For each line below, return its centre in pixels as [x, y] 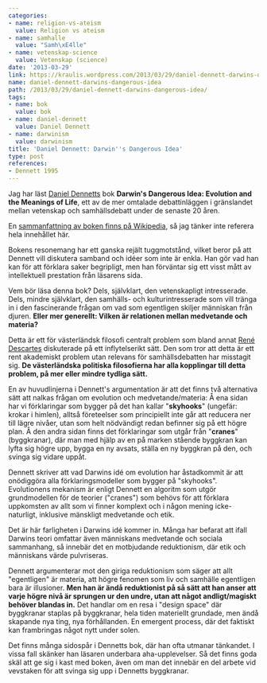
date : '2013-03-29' [41, 68]
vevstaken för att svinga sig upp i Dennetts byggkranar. [99, 671]
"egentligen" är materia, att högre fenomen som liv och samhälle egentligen [132, 579]
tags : [17, 97]
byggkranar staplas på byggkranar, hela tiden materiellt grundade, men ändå [133, 613]
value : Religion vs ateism [60, 30]
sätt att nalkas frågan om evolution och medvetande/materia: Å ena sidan [128, 398]
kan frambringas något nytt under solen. [74, 630]
